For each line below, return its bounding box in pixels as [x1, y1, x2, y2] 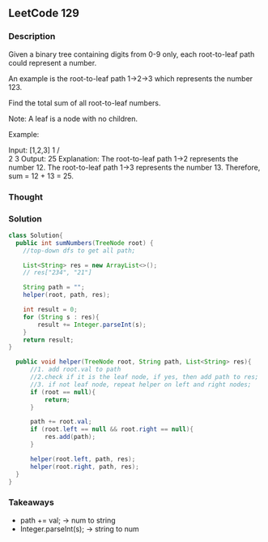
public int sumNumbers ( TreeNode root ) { [15, 239, 154, 247]
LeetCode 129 [8, 6, 79, 20]
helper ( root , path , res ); [23, 291, 111, 299]
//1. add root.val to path [29, 365, 121, 374]
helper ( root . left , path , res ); [29, 454, 136, 463]
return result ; [23, 336, 74, 344]
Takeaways [8, 497, 54, 508]
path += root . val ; [29, 418, 92, 426]
